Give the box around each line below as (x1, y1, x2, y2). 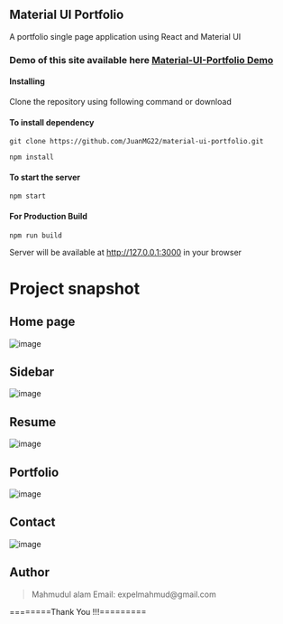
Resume (9, 414, 57, 430)
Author (9, 564, 50, 581)
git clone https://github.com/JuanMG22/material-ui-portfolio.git (9, 137, 264, 146)
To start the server (9, 172, 81, 182)
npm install (9, 153, 54, 162)
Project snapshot (9, 278, 141, 299)
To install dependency (9, 116, 95, 127)
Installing (9, 76, 45, 87)
